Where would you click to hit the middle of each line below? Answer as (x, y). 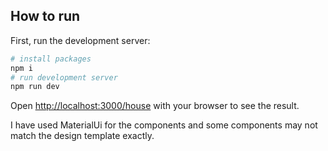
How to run (45, 16)
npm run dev (35, 87)
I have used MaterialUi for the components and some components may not (164, 125)
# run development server (64, 77)
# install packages (51, 59)
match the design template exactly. (82, 136)
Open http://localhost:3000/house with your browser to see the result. (155, 106)
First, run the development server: (80, 40)
